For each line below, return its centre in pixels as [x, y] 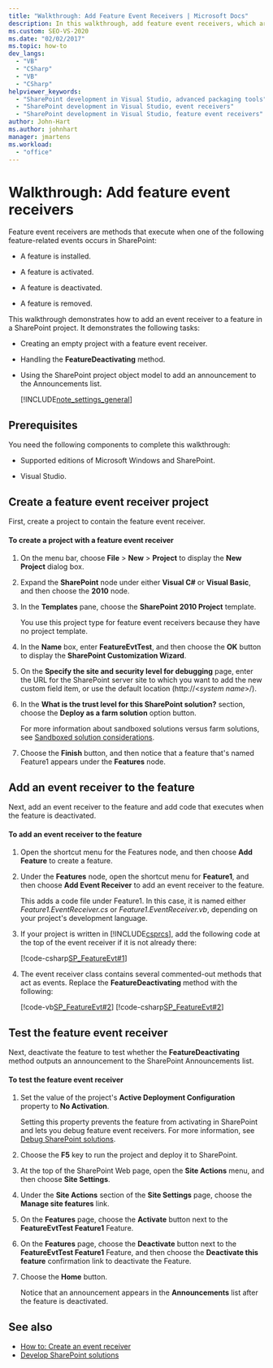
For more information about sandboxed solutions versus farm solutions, [140, 729]
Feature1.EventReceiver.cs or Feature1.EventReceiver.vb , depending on [139, 910]
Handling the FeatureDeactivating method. [93, 359]
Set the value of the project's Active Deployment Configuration [128, 1097]
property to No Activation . [65, 1106]
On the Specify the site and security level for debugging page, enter [136, 671]
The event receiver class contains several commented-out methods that [141, 974]
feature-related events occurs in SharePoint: [82, 241]
